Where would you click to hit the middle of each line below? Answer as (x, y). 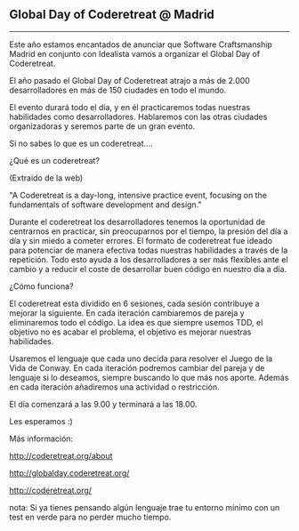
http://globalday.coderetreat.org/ (69, 473)
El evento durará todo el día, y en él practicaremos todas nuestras (130, 107)
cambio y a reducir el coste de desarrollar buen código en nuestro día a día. (148, 269)
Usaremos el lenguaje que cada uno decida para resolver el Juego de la (141, 358)
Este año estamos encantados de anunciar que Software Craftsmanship (141, 44)
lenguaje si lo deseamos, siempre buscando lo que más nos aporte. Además (149, 377)
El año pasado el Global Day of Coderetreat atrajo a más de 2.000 (130, 80)
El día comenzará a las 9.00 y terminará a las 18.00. (103, 404)
